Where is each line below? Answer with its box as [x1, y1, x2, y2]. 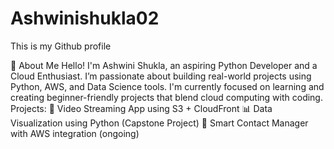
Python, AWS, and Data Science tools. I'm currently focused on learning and [10, 80, 325, 92]
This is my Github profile [10, 40, 112, 52]
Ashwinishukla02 [10, 7, 160, 30]
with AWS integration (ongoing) [10, 127, 140, 139]
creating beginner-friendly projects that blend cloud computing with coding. [10, 91, 323, 103]
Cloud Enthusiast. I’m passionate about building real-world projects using [10, 70, 312, 82]
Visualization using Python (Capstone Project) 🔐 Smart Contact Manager [10, 117, 309, 129]
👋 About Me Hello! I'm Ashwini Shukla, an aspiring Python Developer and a [10, 59, 318, 71]
